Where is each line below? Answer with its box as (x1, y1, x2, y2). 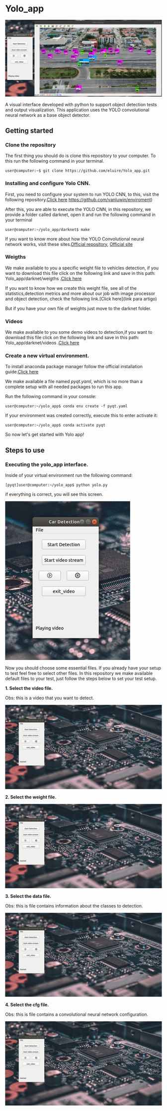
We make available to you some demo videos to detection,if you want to (5, 329, 153, 335)
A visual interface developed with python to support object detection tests (5, 101, 157, 107)
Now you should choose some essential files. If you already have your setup (5, 665, 162, 671)
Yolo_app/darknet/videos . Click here (5, 340, 80, 346)
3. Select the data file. (5, 893, 52, 899)
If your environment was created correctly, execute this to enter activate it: (5, 413, 158, 419)
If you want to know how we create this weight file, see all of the (5, 285, 137, 291)
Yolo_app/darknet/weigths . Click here (5, 275, 82, 281)
